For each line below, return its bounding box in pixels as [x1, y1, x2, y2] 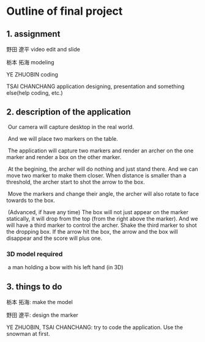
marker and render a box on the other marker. [6, 153, 122, 160]
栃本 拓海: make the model [6, 298, 73, 305]
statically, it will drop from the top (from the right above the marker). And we [6, 215, 198, 222]
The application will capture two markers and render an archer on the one [7, 147, 194, 154]
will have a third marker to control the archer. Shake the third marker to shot [6, 221, 197, 229]
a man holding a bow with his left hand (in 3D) [7, 264, 124, 271]
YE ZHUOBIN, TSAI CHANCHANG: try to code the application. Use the [6, 323, 184, 331]
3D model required [6, 250, 63, 258]
